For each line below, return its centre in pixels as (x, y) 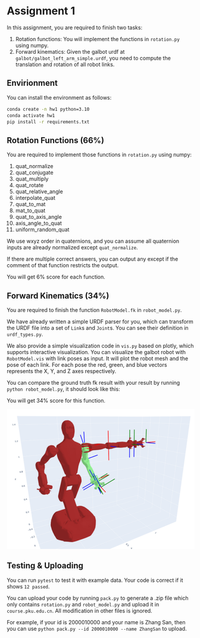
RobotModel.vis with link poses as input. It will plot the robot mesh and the (98, 358)
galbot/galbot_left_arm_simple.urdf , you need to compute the (93, 58)
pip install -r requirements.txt (48, 122)
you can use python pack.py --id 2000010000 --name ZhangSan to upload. (97, 628)
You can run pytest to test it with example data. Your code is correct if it (95, 580)
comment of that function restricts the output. (63, 265)
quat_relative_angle (39, 191)
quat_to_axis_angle (38, 217)
